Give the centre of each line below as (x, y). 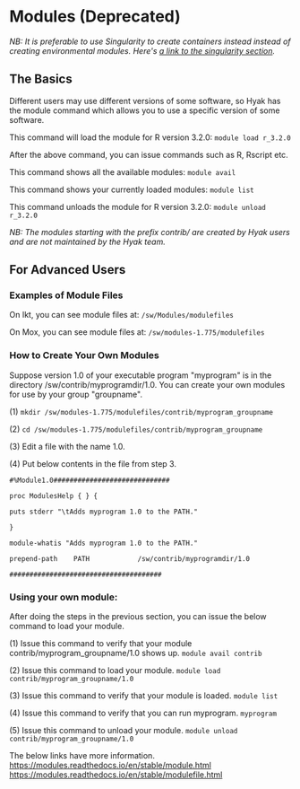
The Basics (41, 79)
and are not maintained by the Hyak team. (87, 241)
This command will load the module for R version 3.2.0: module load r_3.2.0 (150, 137)
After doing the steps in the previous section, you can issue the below (138, 617)
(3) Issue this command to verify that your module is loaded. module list (144, 696)
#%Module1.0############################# (90, 480)
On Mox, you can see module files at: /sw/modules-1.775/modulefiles (137, 332)
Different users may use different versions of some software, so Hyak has (145, 101)
